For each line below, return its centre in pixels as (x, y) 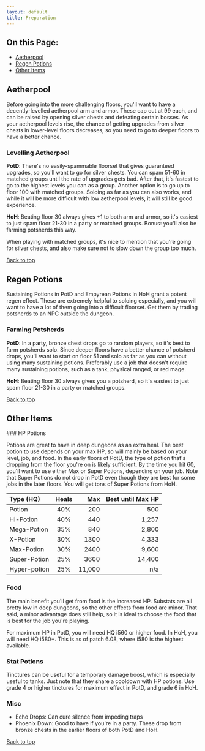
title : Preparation (31, 18)
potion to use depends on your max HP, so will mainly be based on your (97, 451)
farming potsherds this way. (41, 230)
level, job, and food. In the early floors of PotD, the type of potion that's (96, 458)
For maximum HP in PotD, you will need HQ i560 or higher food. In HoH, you (102, 632)
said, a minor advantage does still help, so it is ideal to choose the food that (102, 614)
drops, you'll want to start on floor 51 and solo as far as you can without (96, 356)
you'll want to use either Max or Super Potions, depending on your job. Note (102, 471)
